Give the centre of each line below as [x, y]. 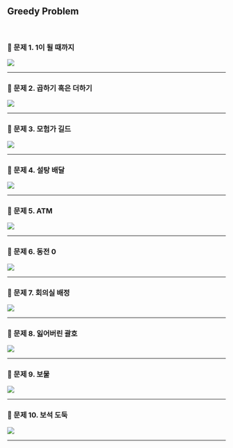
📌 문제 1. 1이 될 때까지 [41, 47]
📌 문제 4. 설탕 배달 [36, 170]
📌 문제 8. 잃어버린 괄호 [42, 334]
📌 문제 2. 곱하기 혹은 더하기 [50, 88]
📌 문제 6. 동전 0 [32, 252]
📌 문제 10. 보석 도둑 [37, 415]
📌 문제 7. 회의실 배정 [39, 293]
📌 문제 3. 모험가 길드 [39, 129]
